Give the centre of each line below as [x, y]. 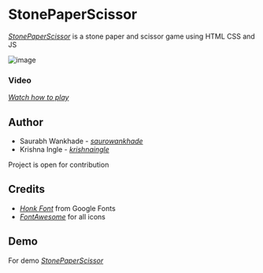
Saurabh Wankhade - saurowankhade [81, 141]
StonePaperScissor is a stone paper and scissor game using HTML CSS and [132, 36]
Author [26, 122]
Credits [27, 189]
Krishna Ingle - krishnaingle [64, 149]
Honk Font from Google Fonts [67, 208]
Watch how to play [39, 98]
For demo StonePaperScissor [56, 260]
